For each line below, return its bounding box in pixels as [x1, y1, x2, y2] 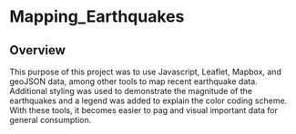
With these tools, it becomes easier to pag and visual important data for [9, 105, 278, 115]
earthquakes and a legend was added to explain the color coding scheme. [9, 95, 288, 106]
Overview [9, 43, 66, 58]
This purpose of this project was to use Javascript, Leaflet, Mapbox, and [9, 66, 282, 77]
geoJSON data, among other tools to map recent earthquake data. [9, 76, 258, 87]
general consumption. [9, 115, 92, 125]
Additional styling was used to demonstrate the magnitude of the [9, 86, 253, 96]
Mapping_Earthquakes [9, 6, 185, 27]
